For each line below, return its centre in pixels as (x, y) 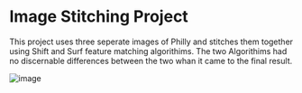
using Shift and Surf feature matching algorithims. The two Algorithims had (148, 51)
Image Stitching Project (99, 17)
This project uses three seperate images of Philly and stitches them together (151, 42)
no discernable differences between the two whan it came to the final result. (151, 60)
